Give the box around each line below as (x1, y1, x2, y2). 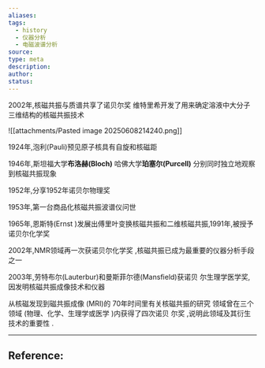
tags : (8, 19, 26, 27)
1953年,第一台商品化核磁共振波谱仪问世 (8, 202, 136, 211)
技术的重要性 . (8, 318, 54, 328)
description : (8, 63, 51, 71)
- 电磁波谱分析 (15, 41, 58, 49)
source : (8, 48, 34, 56)
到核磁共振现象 (8, 169, 57, 178)
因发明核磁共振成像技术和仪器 (8, 281, 105, 292)
